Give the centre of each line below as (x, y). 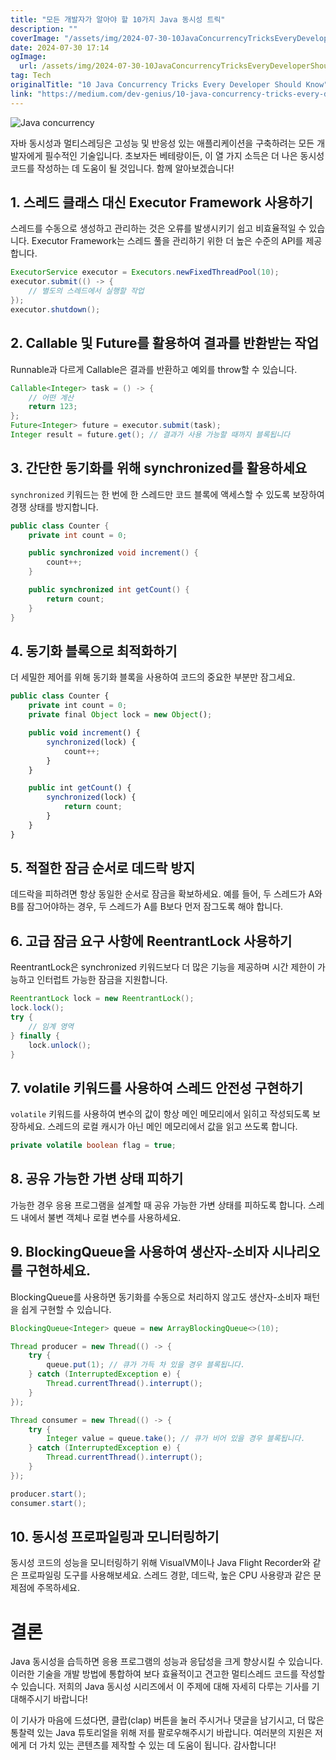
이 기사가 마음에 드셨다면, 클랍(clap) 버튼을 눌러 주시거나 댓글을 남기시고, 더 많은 (167, 1720)
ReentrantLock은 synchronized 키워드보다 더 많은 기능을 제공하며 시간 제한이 (163, 967)
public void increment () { (84, 733)
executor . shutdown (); (55, 309)
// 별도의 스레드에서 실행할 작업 (86, 291)
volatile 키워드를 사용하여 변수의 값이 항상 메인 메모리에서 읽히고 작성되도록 (160, 1114)
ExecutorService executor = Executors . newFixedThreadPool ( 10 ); (145, 272)
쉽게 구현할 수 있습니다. (66, 1309)
